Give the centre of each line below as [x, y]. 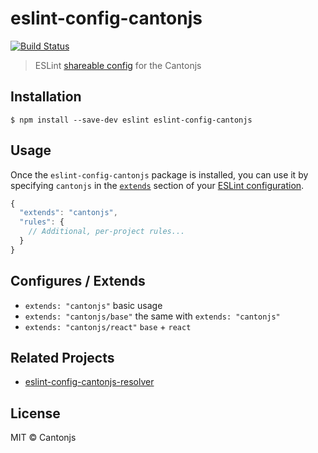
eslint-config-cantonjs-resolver [89, 382]
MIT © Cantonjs [43, 438]
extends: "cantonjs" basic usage [93, 305]
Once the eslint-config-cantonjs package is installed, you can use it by [159, 174]
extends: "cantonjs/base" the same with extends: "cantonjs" [152, 316]
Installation [46, 97]
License [35, 413]
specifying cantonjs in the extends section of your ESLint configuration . [157, 185]
